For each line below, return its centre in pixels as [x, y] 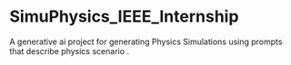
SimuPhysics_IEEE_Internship [124, 17]
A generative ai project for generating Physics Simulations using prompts [146, 42]
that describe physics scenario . [70, 51]
